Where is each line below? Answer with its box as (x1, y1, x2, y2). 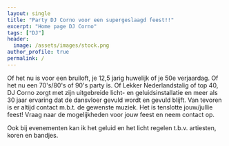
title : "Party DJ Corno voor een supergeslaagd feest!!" (7, 17, 175, 23)
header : (7, 36, 30, 43)
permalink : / (7, 55, 45, 62)
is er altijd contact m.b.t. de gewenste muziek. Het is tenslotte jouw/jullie (7, 103, 213, 111)
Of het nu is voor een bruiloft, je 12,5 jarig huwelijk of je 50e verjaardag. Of (7, 74, 219, 82)
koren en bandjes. (7, 131, 59, 139)
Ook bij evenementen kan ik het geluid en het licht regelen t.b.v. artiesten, (7, 123, 217, 132)
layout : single (7, 10, 51, 17)
